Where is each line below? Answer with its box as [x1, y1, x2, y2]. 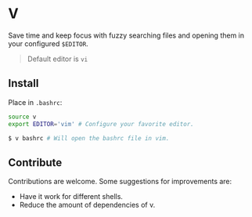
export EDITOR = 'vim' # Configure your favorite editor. [8, 120, 194, 128]
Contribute [8, 156, 63, 169]
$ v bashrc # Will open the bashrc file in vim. [8, 134, 170, 142]
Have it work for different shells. [19, 192, 124, 201]
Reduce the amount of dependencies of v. [19, 201, 156, 210]
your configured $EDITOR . [8, 38, 88, 48]
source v [8, 113, 37, 121]
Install [8, 77, 39, 90]
